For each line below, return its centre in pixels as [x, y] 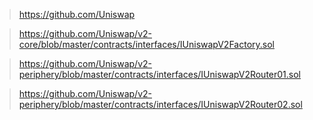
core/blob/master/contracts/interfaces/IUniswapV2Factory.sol [146, 44]
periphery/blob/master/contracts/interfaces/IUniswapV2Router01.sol [160, 74]
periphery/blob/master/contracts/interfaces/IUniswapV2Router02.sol [160, 104]
